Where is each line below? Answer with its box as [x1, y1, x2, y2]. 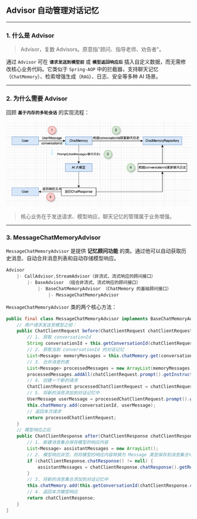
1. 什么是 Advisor [6, 31, 55, 39]
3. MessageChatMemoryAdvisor [6, 233, 101, 242]
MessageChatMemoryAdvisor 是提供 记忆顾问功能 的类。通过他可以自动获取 [6, 247, 182, 255]
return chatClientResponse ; [27, 495, 96, 501]
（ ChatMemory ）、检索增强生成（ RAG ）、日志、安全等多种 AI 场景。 [6, 73, 161, 80]
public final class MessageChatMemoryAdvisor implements [6, 316, 148, 321]
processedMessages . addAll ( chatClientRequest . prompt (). [27, 371, 164, 377]
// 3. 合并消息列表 [27, 359, 69, 365]
